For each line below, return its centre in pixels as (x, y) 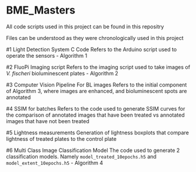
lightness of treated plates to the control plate (61, 138)
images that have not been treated (48, 121)
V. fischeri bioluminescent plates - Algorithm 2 (62, 73)
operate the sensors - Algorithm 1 (46, 55)
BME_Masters (41, 10)
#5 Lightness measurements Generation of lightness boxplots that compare (98, 133)
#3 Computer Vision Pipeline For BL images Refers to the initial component (97, 85)
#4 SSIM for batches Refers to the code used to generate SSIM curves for (96, 108)
